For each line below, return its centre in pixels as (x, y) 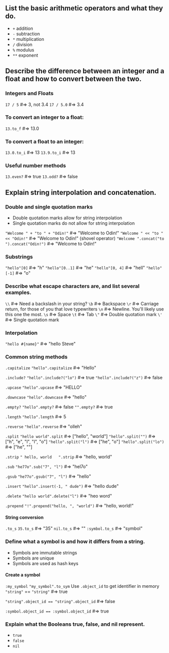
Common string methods (37, 357)
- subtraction (26, 34)
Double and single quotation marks (49, 207)
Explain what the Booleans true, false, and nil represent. (75, 624)
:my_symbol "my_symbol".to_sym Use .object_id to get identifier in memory (82, 586)
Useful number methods (36, 166)
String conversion (24, 517)
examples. (18, 292)
